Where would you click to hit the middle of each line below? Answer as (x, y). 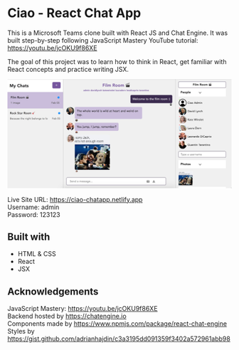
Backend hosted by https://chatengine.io (67, 316)
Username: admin (33, 207)
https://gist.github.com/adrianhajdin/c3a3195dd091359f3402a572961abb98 (119, 339)
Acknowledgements (53, 291)
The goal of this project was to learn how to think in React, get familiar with (117, 61)
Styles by (21, 332)
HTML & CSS (37, 254)
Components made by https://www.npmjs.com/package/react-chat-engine (117, 324)
